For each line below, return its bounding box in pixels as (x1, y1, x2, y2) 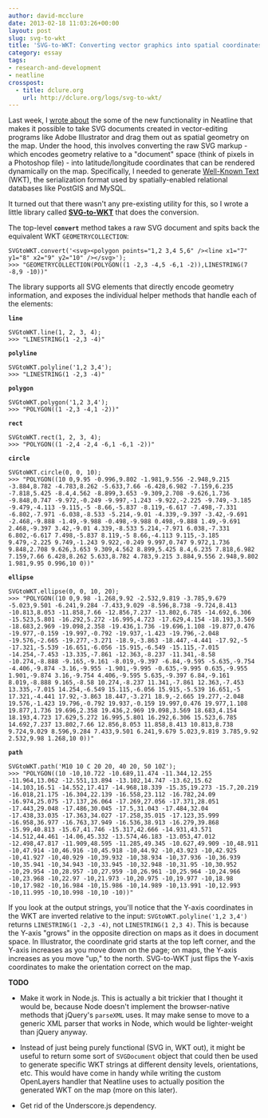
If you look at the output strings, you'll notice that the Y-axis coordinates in (8, 903, 254, 912)
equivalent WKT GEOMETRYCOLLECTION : (8, 231, 129, 241)
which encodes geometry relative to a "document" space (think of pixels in (8, 150, 254, 159)
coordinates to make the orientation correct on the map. (8, 962, 192, 972)
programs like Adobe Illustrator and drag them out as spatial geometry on (8, 133, 250, 142)
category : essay (8, 49, 62, 57)
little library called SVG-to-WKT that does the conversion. (8, 207, 199, 217)
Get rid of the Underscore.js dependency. (19, 1101, 157, 1111)
